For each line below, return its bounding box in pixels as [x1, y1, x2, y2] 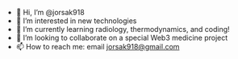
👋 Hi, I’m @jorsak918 [15, 8, 85, 17]
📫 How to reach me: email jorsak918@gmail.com [15, 42, 180, 51]
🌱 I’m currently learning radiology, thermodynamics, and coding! [15, 25, 230, 33]
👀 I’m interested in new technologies [15, 16, 137, 26]
